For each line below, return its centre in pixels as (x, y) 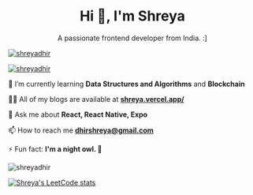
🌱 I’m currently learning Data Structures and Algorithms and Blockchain (127, 84)
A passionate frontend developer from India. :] (132, 38)
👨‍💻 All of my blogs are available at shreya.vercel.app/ (96, 99)
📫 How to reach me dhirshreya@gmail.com (81, 130)
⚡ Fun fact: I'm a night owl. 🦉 (55, 148)
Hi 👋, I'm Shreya (132, 16)
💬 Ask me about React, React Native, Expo (78, 114)
